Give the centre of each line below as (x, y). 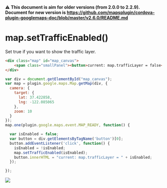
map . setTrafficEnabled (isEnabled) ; (51, 153)
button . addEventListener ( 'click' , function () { (60, 143)
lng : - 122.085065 (36, 102)
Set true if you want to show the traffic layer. (50, 51)
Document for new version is (36, 12)
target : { (24, 93)
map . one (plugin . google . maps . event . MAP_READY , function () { (68, 125)
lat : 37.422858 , (35, 97)
